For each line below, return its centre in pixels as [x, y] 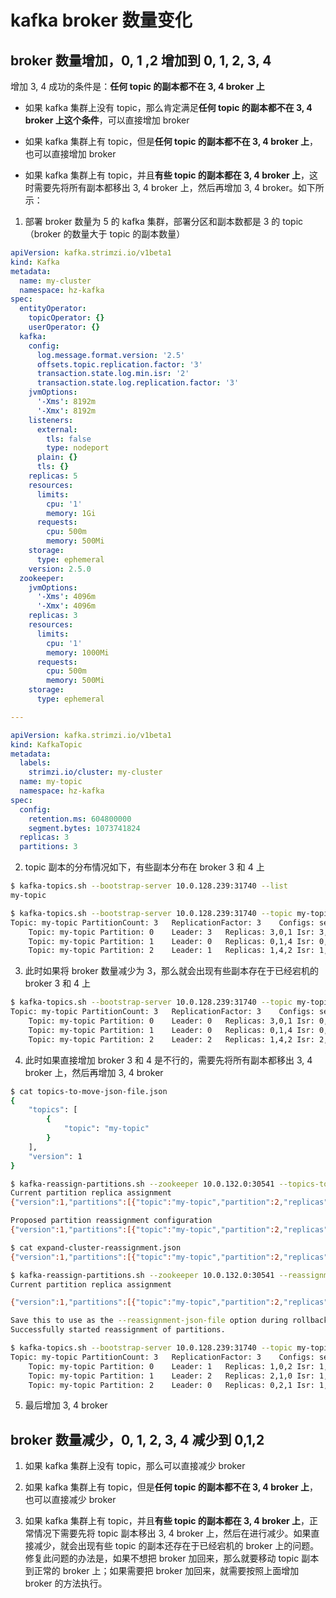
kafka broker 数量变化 [101, 20]
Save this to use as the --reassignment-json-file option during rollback [169, 1321]
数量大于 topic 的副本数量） [128, 234]
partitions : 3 [48, 847]
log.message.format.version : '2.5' [111, 355]
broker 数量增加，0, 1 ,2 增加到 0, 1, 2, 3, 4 [141, 60]
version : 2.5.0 [60, 569]
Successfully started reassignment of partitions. [118, 1330]
